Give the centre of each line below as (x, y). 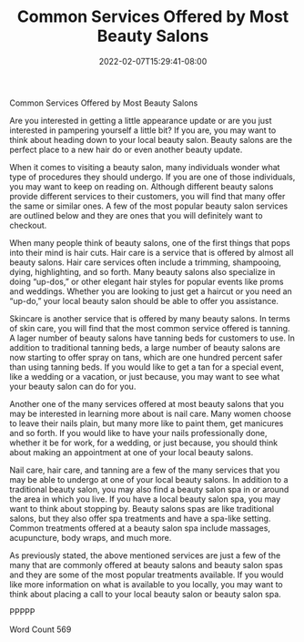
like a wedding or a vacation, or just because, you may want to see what (145, 376)
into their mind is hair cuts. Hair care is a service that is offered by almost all (152, 252)
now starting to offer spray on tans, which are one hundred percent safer (146, 357)
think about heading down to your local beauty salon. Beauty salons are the (151, 139)
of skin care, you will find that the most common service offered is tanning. (150, 328)
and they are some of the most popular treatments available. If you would (147, 575)
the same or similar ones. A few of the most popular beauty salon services (149, 206)
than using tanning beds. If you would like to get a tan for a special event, (147, 367)
